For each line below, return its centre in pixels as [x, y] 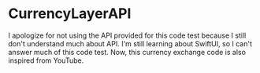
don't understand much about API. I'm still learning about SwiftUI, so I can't [130, 43]
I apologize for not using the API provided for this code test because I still [127, 35]
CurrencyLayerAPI [70, 14]
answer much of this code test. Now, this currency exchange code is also [127, 52]
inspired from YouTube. [46, 60]
